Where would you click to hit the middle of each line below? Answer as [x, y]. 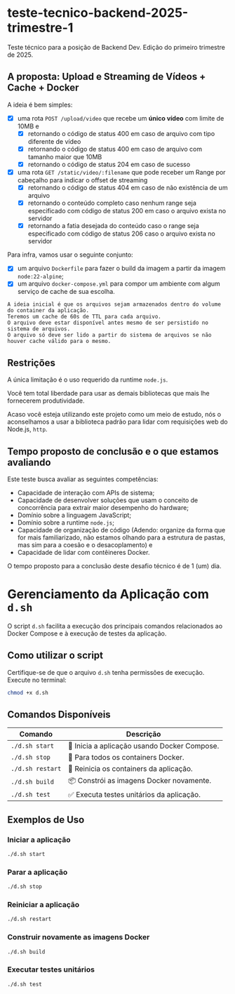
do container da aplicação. [48, 311]
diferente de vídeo [54, 141]
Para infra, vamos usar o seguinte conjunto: [70, 255]
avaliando [29, 462]
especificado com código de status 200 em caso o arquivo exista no [127, 211]
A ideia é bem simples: [40, 105]
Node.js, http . [27, 429]
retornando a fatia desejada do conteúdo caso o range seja [114, 226]
